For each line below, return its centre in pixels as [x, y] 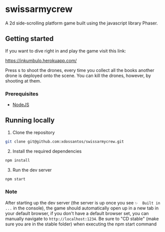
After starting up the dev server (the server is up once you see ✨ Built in [83, 202]
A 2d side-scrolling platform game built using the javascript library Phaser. [82, 23]
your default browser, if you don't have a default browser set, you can [77, 213]
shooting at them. [23, 80]
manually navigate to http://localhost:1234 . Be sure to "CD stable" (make [82, 218]
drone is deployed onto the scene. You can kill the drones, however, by [78, 75]
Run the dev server [32, 170]
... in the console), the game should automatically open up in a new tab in [82, 208]
